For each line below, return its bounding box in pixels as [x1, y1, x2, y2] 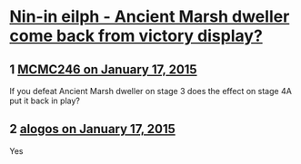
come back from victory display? [9, 25, 264, 46]
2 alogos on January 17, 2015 [9, 121, 176, 137]
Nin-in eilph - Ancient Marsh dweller [9, 6, 290, 27]
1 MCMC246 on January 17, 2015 [9, 62, 197, 77]
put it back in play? [9, 95, 80, 106]
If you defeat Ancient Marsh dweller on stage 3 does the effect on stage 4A [9, 86, 293, 96]
